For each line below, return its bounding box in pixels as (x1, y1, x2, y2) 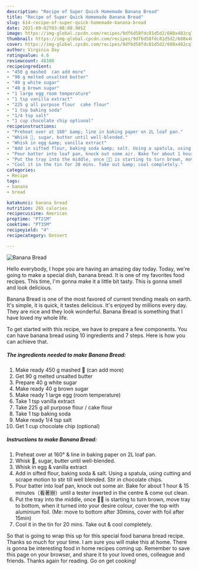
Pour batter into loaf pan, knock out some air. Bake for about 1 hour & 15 (15, 482, 189, 489)
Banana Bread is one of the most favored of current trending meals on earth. (6, 295, 192, 302)
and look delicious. (6, 284, 52, 291)
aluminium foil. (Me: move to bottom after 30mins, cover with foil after (15, 508, 184, 515)
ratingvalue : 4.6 (6, 52, 49, 58)
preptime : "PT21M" (6, 216, 52, 222)
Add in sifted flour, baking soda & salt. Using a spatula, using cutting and (15, 469, 192, 476)
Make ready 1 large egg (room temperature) (15, 391, 121, 398)
